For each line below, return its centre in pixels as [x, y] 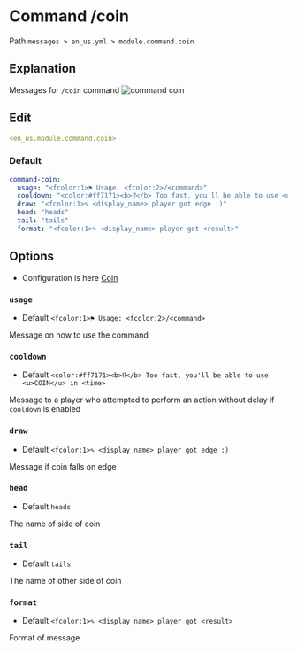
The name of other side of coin [65, 581]
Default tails [46, 563]
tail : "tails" [43, 221]
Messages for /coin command [65, 89]
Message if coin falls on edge [63, 466]
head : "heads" [43, 213]
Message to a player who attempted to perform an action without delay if [142, 400]
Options [32, 256]
